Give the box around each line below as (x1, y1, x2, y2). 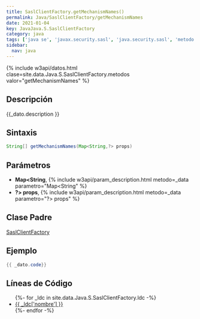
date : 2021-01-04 (6, 20, 50, 26)
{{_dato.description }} (6, 110, 60, 118)
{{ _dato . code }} (6, 261, 47, 267)
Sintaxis (6, 127, 38, 138)
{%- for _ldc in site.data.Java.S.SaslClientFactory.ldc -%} (14, 294, 157, 302)
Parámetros (6, 160, 51, 170)
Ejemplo (6, 246, 37, 256)
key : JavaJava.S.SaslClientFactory (6, 25, 95, 32)
